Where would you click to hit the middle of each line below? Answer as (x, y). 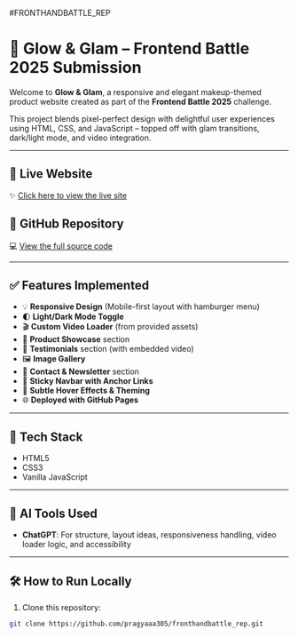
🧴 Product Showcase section (76, 339)
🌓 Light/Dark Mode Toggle (73, 317)
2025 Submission (75, 68)
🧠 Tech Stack (46, 437)
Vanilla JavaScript (55, 477)
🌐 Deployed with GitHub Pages (80, 400)
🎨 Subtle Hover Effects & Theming (86, 391)
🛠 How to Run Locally (71, 581)
